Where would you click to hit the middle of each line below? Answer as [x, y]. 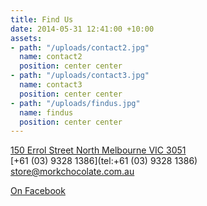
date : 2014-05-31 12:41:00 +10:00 [82, 29]
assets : [26, 38]
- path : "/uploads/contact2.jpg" [80, 47]
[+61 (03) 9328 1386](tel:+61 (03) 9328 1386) [104, 161]
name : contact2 [51, 57]
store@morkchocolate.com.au [72, 172]
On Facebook [38, 191]
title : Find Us [42, 19]
